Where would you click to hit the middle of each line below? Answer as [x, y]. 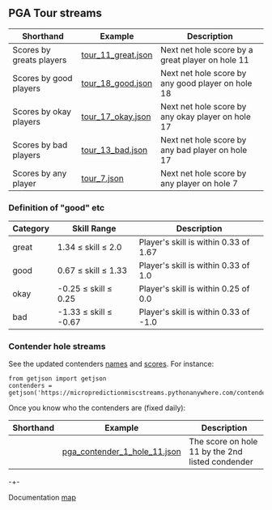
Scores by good [42, 78]
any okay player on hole [206, 117]
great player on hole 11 [205, 60]
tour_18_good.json [117, 83]
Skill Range [94, 228]
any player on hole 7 [200, 183]
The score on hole [223, 442]
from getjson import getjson [57, 379]
